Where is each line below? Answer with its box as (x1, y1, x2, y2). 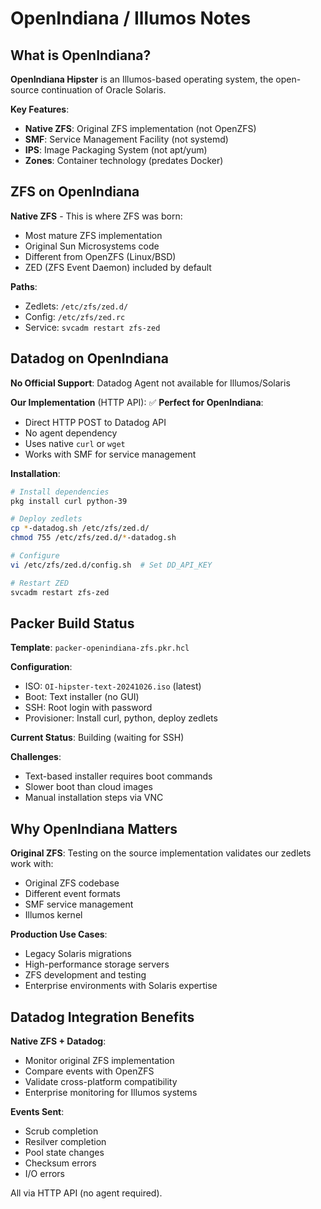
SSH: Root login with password (24, 702, 153, 714)
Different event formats (24, 888, 121, 900)
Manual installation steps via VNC (24, 792, 164, 804)
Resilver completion (24, 1135, 107, 1147)
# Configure (10, 551, 60, 561)
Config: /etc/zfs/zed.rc (24, 310, 126, 322)
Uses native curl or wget (24, 437, 126, 449)
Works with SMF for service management (24, 448, 197, 460)
